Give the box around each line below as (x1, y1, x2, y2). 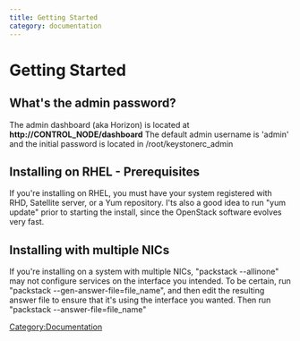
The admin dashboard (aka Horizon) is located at (9, 119, 190, 130)
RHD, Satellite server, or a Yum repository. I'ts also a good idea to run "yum (9, 198, 287, 209)
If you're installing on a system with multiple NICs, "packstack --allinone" (9, 266, 279, 277)
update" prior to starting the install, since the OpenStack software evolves (9, 207, 282, 217)
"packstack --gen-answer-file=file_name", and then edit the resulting (9, 286, 265, 296)
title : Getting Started (9, 13, 99, 22)
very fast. (9, 217, 45, 227)
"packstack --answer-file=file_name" (9, 304, 147, 315)
